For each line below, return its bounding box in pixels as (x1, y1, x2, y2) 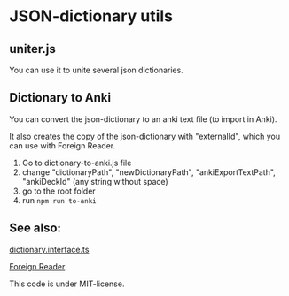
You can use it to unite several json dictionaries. (9, 65, 184, 75)
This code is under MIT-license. (9, 278, 125, 289)
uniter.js (9, 42, 56, 57)
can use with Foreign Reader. (9, 140, 116, 151)
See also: (9, 221, 62, 236)
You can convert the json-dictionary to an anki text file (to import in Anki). (9, 113, 277, 125)
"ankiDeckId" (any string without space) (21, 176, 168, 186)
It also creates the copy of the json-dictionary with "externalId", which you (9, 131, 281, 141)
